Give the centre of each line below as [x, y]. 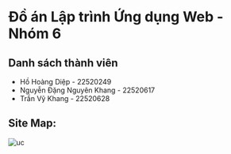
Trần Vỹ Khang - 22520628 [65, 98]
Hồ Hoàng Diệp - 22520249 [65, 82]
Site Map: [33, 124]
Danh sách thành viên [63, 63]
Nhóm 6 [35, 34]
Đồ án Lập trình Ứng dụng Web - [116, 17]
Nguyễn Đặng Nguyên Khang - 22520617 [87, 90]
